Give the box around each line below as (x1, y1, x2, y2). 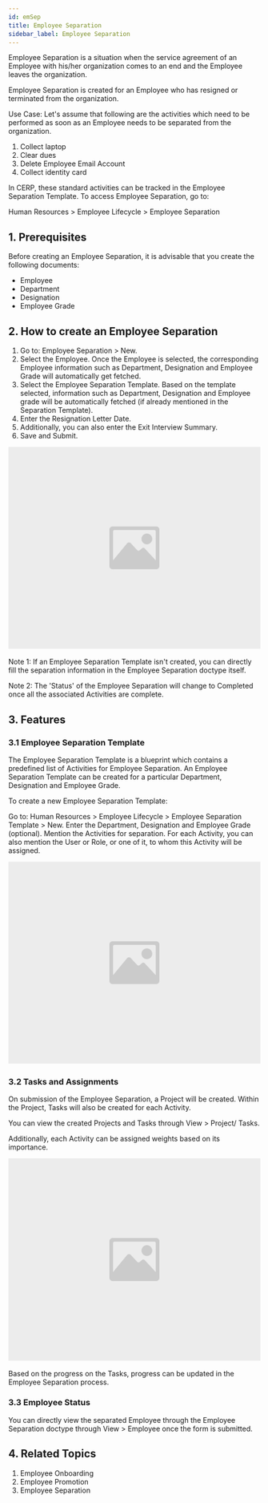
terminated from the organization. (8, 94, 119, 103)
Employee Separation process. (8, 1377, 110, 1387)
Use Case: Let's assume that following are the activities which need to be (8, 109, 250, 119)
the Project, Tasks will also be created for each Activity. (8, 1103, 192, 1113)
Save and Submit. (19, 431, 78, 440)
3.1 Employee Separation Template (8, 737, 146, 748)
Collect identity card (19, 168, 87, 177)
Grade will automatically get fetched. (19, 371, 142, 381)
